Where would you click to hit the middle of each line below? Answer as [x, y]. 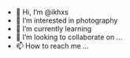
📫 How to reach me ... [52, 46]
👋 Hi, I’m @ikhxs [42, 12]
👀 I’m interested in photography [67, 20]
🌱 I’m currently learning [54, 29]
